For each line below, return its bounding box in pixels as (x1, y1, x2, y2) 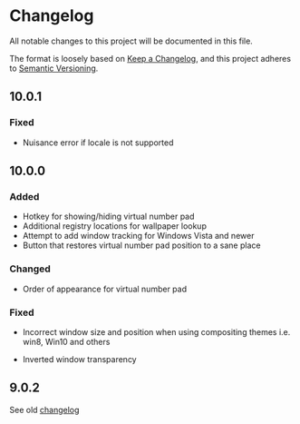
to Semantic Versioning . (9, 63, 99, 74)
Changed (9, 262, 52, 275)
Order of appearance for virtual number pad (22, 283, 188, 294)
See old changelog (9, 404, 80, 415)
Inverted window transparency (22, 353, 138, 364)
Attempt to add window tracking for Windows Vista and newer (22, 231, 255, 242)
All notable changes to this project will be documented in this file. (9, 35, 254, 46)
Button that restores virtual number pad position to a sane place (22, 240, 261, 251)
